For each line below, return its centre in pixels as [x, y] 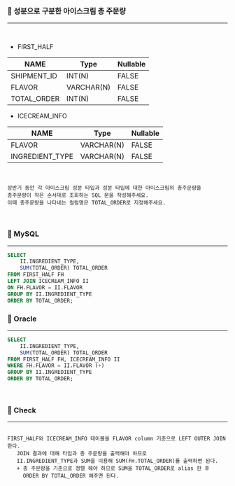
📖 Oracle [22, 319]
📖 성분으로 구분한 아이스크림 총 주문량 [66, 11]
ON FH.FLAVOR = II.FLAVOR [45, 287]
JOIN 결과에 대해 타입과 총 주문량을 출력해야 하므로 [82, 454]
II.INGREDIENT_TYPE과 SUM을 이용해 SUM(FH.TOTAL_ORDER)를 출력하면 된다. [117, 461]
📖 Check [22, 410]
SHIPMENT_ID [34, 76]
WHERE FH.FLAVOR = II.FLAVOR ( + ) [56, 366]
